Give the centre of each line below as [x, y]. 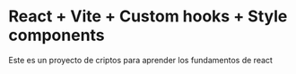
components [57, 35]
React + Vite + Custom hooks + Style [148, 16]
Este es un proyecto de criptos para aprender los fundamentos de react [140, 60]
